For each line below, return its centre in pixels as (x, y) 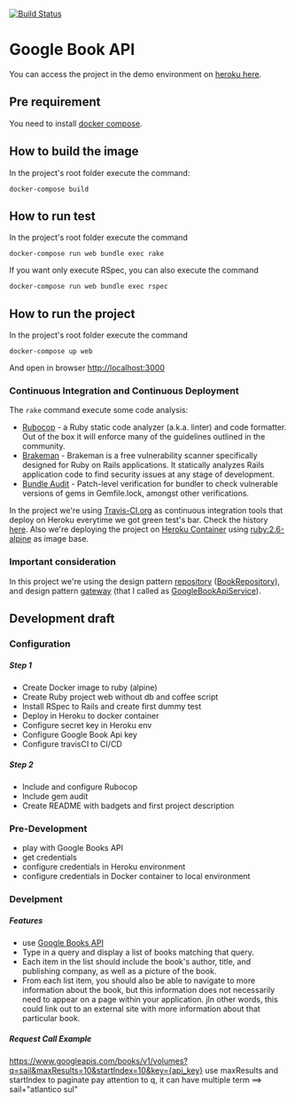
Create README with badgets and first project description (128, 806)
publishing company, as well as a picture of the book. (119, 971)
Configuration (40, 644)
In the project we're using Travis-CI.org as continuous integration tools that (146, 511)
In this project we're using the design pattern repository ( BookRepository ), (145, 581)
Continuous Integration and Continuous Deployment (124, 391)
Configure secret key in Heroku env (87, 725)
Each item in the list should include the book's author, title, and (136, 962)
